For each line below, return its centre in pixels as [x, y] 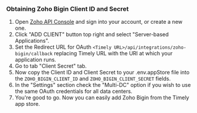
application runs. [36, 60]
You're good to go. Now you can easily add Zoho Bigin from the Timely [102, 98]
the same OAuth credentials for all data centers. [73, 92]
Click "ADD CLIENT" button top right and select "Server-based [92, 34]
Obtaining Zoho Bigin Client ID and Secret [68, 9]
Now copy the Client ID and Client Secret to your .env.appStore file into [102, 73]
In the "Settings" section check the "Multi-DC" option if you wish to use [103, 85]
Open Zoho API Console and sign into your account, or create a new [98, 22]
